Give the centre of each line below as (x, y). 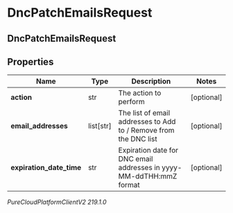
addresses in (139, 168)
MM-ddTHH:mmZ (148, 176)
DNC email (136, 159)
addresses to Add (147, 121)
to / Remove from (146, 130)
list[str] (100, 126)
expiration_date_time (46, 168)
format (129, 185)
